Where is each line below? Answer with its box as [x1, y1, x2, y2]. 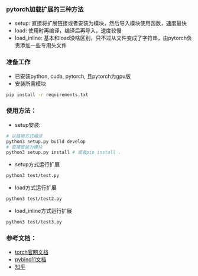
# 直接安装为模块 [6, 144, 43, 150]
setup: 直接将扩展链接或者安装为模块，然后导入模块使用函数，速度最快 [14, 19, 187, 27]
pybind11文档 [14, 256, 47, 263]
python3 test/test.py [6, 173, 60, 179]
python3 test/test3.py [6, 219, 62, 225]
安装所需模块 [14, 80, 46, 87]
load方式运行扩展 [14, 184, 57, 191]
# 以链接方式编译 [6, 133, 43, 139]
